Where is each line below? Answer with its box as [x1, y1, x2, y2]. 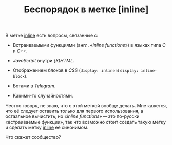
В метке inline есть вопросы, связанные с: [5, 32, 99, 39]
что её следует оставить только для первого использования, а [5, 108, 144, 114]
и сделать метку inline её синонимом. [5, 124, 89, 131]
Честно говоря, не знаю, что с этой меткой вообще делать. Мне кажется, [5, 103, 167, 109]
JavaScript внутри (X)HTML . [12, 58, 74, 64]
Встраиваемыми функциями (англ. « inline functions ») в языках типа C [12, 42, 166, 49]
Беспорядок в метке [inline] [24, 4, 149, 15]
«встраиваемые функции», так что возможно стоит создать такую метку [5, 119, 166, 125]
